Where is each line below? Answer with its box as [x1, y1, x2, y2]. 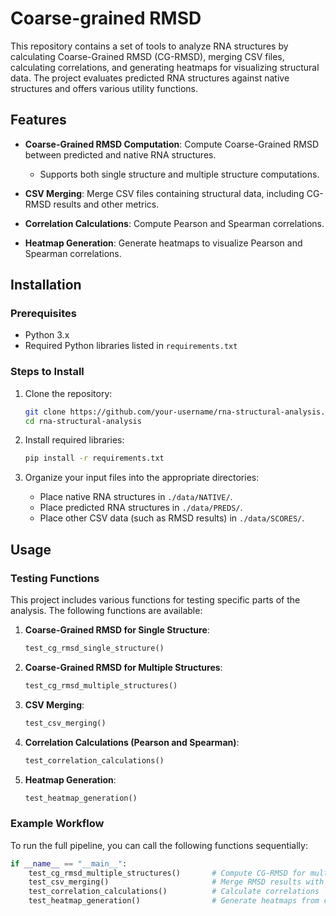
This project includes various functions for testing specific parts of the [10, 594, 301, 606]
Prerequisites [10, 307, 77, 321]
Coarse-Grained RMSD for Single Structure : [24, 624, 210, 636]
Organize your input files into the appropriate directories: [24, 472, 260, 484]
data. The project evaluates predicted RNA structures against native [10, 72, 290, 84]
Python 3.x [24, 329, 70, 341]
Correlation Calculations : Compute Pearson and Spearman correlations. [24, 217, 325, 229]
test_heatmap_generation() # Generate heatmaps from [28, 896, 320, 906]
